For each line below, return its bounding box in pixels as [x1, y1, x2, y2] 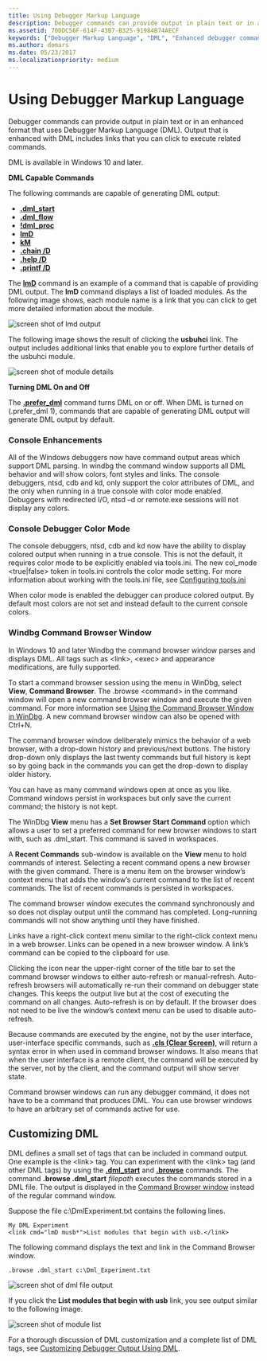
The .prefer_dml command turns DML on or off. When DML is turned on [8, 397, 244, 407]
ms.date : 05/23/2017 [8, 49, 77, 57]
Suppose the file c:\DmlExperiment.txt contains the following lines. [8, 1206, 226, 1215]
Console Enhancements [8, 435, 103, 446]
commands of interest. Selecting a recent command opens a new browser [8, 857, 250, 868]
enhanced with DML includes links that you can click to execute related [8, 133, 241, 143]
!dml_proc [19, 220, 55, 230]
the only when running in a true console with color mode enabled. [8, 486, 224, 496]
